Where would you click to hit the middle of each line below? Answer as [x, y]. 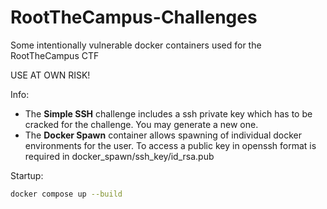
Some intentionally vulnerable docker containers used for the [136, 45]
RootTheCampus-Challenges [134, 17]
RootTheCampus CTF [55, 55]
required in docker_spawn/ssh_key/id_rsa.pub [119, 156]
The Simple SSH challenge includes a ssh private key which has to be [168, 113]
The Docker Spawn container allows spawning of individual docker [163, 135]
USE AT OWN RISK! [50, 75]
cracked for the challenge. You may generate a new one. [141, 124]
